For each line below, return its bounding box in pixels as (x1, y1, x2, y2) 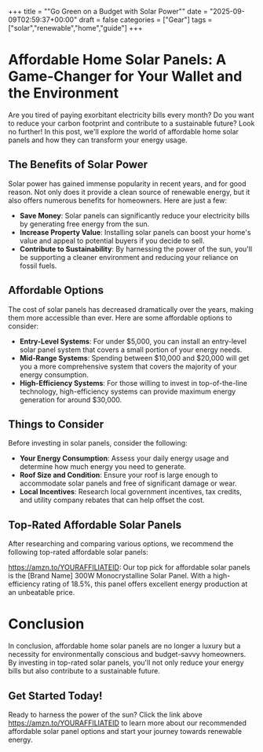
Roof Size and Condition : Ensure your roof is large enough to (19, 471, 218, 480)
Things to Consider (8, 417, 104, 431)
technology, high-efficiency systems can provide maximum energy (19, 387, 236, 396)
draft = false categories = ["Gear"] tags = (79, 15, 213, 24)
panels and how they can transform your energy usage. (8, 135, 188, 145)
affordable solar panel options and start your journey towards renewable (8, 726, 242, 735)
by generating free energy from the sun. (19, 219, 150, 229)
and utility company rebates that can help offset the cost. (19, 495, 206, 505)
